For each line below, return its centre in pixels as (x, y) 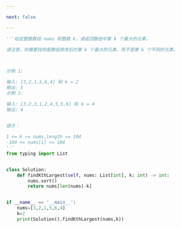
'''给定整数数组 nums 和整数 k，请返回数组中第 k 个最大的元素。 (78, 39)
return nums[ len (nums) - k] (60, 187)
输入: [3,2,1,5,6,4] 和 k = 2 (42, 82)
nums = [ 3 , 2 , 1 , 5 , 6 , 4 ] (41, 208)
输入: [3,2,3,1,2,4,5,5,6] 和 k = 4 (50, 104)
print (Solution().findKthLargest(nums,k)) (70, 219)
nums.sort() (43, 181)
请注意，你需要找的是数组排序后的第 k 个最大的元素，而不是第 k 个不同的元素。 (92, 49)
